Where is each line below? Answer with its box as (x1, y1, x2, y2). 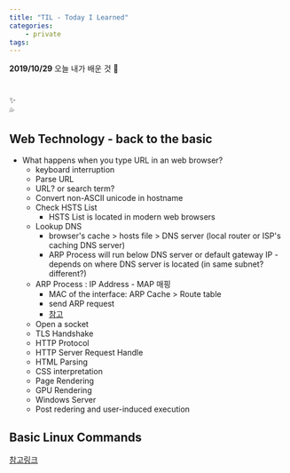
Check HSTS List (35, 202, 98, 213)
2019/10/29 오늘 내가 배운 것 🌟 (9, 63, 119, 74)
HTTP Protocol (35, 338, 90, 349)
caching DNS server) (48, 240, 126, 251)
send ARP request (48, 299, 115, 309)
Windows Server (35, 395, 97, 405)
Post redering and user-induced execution (35, 404, 191, 414)
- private (25, 29, 62, 38)
